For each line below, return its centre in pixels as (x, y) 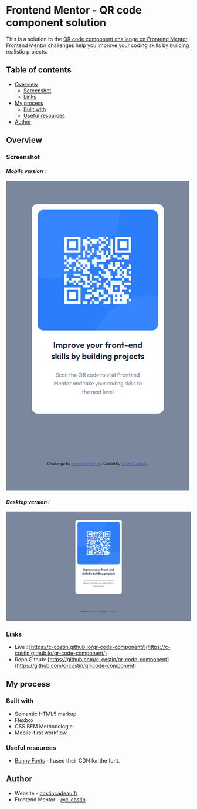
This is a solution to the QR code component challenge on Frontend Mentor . (97, 39)
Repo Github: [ (32, 660)
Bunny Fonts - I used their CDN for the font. (67, 761)
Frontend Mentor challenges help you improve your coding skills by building (98, 45)
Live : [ (23, 647)
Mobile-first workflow (41, 733)
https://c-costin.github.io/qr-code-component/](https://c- (101, 647)
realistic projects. (27, 51)
